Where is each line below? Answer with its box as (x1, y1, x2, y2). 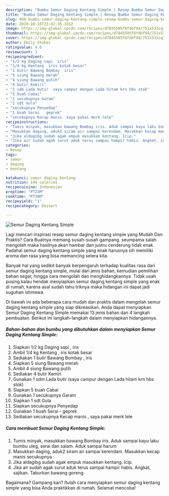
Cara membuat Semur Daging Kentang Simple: (6, 425, 106, 431)
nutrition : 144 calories (6, 180, 58, 185)
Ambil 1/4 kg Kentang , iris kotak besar (13, 350, 92, 356)
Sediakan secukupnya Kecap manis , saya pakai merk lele (13, 414, 132, 420)
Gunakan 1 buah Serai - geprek (13, 408, 77, 415)
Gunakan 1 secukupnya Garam (13, 392, 76, 399)
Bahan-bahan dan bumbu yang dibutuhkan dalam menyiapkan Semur (6, 326, 156, 332)
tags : (6, 152, 17, 157)
